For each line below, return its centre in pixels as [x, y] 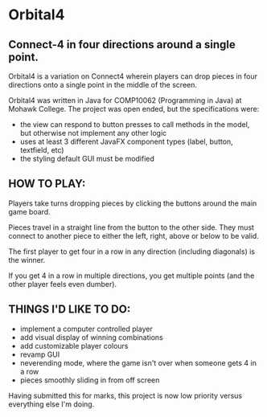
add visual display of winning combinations [91, 337]
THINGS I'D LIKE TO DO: [70, 310]
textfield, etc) [42, 150]
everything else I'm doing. [51, 404]
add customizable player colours [74, 345]
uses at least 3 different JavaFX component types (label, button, [126, 141]
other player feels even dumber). [63, 284]
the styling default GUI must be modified [87, 159]
